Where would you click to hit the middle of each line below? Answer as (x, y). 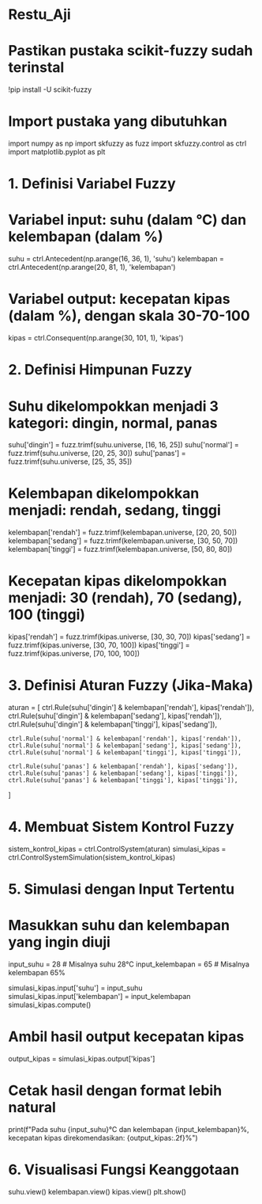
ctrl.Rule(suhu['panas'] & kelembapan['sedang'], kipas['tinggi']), (123, 773)
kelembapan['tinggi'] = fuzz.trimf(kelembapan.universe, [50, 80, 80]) (120, 549)
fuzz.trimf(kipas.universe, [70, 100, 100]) (74, 654)
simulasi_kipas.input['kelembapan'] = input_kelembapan (99, 997)
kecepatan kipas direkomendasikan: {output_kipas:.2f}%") (103, 1138)
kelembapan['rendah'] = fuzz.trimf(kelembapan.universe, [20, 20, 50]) (123, 533)
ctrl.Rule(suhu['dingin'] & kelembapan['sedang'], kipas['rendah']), (115, 716)
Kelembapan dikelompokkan (104, 494)
